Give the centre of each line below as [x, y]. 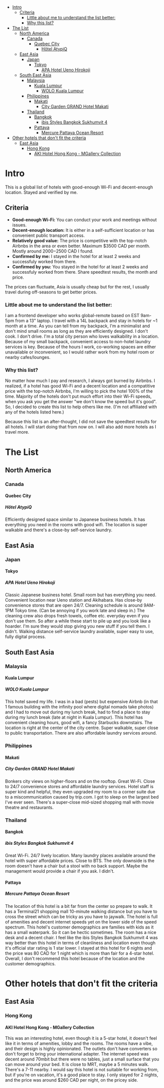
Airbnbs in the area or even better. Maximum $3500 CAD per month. [81, 246]
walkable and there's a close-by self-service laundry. [59, 530]
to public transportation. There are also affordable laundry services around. [81, 733]
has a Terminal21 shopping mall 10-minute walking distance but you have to [81, 911]
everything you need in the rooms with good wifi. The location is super [76, 525]
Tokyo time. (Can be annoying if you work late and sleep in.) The [80, 610]
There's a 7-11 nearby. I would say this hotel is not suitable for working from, [82, 1070]
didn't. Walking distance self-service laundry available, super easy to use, [80, 632]
